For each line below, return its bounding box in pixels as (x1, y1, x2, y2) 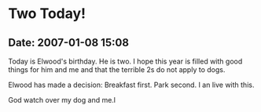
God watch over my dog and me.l (8, 96, 116, 104)
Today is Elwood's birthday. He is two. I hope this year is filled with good (8, 56, 243, 66)
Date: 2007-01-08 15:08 (8, 36, 130, 49)
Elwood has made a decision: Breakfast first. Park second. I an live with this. (8, 80, 255, 89)
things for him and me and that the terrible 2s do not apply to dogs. (8, 65, 226, 74)
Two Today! (8, 5, 86, 23)
